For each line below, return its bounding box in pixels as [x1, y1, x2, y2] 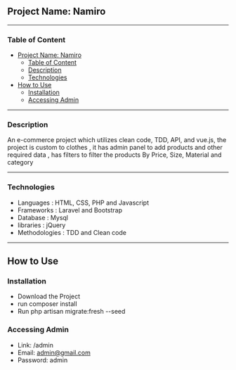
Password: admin [17, 355, 68, 364]
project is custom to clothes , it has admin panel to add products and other [7, 143, 223, 152]
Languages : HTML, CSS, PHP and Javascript [17, 198, 150, 207]
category [7, 158, 34, 167]
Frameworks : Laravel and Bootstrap [17, 205, 123, 214]
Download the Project [17, 292, 81, 301]
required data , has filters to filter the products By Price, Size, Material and [7, 151, 222, 159]
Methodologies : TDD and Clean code [17, 228, 126, 236]
